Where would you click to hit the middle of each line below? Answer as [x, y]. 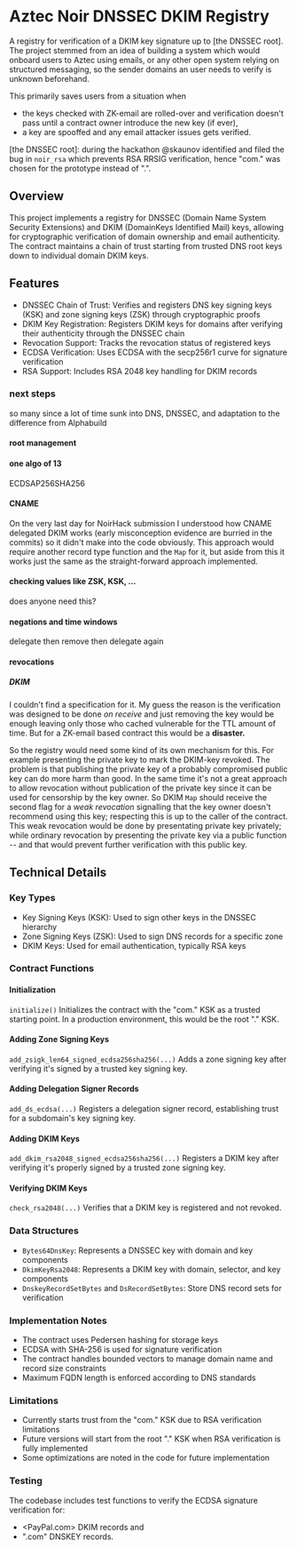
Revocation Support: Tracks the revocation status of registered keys [146, 342]
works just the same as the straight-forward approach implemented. [134, 561]
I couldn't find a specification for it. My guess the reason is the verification [145, 704]
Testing [26, 1481]
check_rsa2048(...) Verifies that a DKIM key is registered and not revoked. [145, 1208]
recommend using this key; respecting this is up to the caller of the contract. [148, 816]
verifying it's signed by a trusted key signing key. [98, 1068]
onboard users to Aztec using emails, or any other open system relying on [144, 60]
